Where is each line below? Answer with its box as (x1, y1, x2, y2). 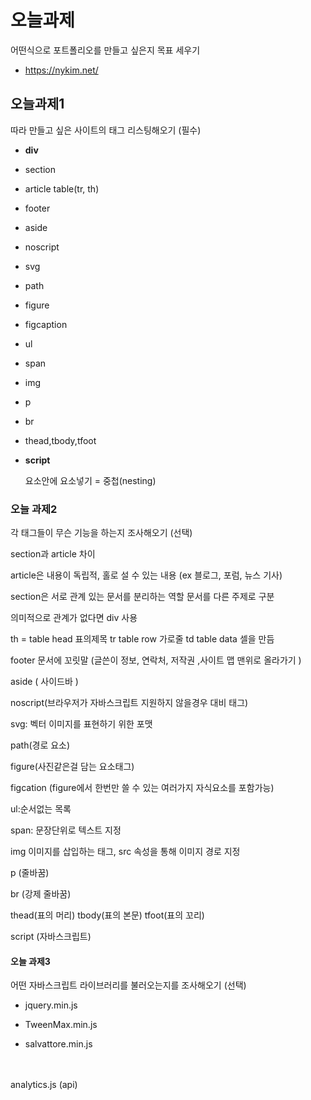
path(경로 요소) (10, 739, 71, 751)
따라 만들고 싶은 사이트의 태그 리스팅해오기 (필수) (10, 124, 202, 136)
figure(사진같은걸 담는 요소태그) (10, 761, 135, 773)
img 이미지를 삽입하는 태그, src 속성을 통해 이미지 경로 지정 (10, 846, 241, 858)
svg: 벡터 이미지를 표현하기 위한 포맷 (10, 718, 153, 730)
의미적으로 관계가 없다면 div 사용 (10, 612, 138, 624)
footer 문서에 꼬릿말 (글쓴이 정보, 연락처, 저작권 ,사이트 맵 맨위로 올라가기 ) (10, 654, 302, 666)
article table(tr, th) (24, 182, 100, 195)
